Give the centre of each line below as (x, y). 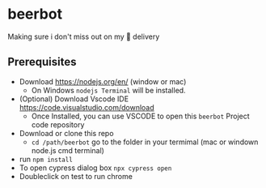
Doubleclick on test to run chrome (76, 176)
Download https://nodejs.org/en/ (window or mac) (103, 81)
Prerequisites (42, 62)
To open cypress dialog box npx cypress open (95, 168)
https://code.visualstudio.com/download (87, 107)
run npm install (46, 159)
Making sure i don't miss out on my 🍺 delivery (84, 36)
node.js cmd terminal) (68, 150)
